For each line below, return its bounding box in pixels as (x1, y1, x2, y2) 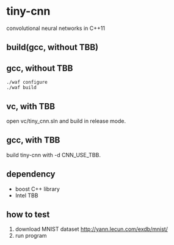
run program (15, 232, 47, 240)
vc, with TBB (6, 101, 56, 111)
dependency (6, 169, 56, 180)
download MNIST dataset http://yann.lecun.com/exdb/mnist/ (15, 225, 168, 233)
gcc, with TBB (6, 135, 60, 145)
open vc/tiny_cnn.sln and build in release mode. (6, 117, 126, 125)
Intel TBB (15, 191, 38, 199)
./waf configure (6, 79, 48, 86)
